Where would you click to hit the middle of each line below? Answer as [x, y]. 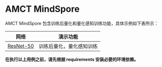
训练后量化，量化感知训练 [68, 46]
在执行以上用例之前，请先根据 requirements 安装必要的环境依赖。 [72, 59]
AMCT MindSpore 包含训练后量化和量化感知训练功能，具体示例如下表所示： [82, 23]
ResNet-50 [21, 46]
